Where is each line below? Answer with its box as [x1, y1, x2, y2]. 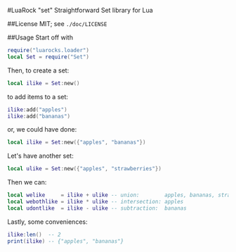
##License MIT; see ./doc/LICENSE [7, 20, 107, 27]
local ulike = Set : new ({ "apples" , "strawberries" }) [7, 165, 162, 172]
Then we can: [7, 178, 47, 187]
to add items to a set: [7, 92, 69, 101]
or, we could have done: [7, 125, 77, 134]
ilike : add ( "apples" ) [7, 106, 68, 113]
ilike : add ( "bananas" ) [7, 113, 71, 120]
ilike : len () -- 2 [7, 231, 61, 238]
